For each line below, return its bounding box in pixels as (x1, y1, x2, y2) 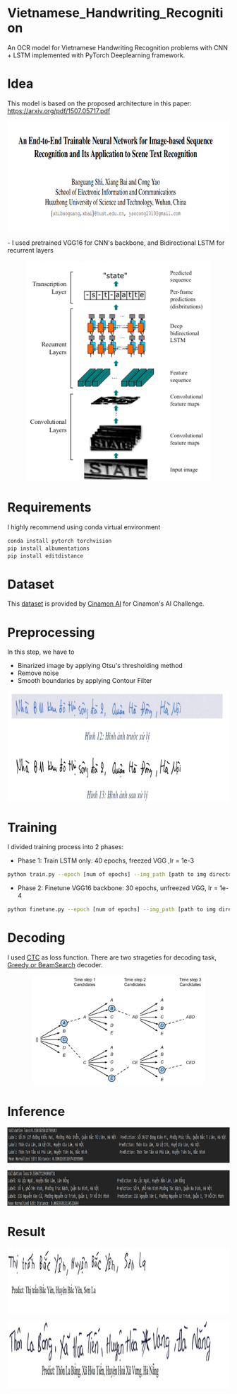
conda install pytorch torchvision (7, 537, 112, 544)
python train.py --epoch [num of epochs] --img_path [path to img (7, 871, 207, 878)
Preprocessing (7, 624, 95, 640)
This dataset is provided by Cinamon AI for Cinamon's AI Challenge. (7, 599, 205, 608)
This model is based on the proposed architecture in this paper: (7, 99, 192, 108)
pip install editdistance (7, 552, 83, 560)
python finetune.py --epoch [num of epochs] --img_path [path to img (7, 906, 217, 914)
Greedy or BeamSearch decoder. (7, 960, 104, 969)
